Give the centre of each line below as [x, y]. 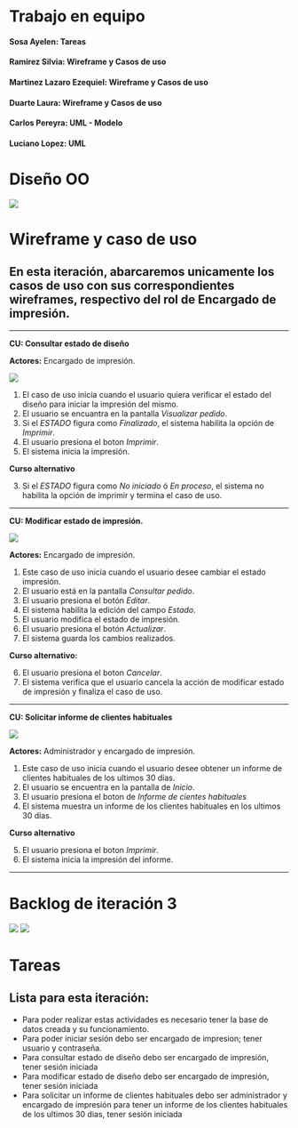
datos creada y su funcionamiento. [85, 1028]
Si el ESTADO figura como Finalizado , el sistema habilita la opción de [148, 423]
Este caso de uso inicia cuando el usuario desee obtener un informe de [152, 768]
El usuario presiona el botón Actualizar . [94, 628]
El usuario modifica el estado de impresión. [101, 619]
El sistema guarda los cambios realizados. [98, 638]
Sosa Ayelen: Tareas [48, 41]
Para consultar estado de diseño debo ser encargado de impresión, [145, 1057]
